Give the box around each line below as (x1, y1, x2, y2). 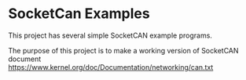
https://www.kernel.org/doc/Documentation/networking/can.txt (8, 62, 214, 71)
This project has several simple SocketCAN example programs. (8, 31, 212, 40)
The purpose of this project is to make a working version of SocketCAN (8, 45, 239, 55)
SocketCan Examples (8, 5, 151, 23)
